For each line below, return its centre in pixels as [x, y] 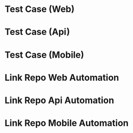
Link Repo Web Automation [62, 77]
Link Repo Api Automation [60, 100]
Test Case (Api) [37, 32]
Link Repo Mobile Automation [67, 123]
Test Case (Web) [40, 9]
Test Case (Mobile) [44, 55]
